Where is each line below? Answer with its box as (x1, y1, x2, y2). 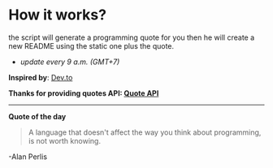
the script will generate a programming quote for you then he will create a (8, 32, 255, 42)
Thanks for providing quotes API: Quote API (8, 88, 159, 98)
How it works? (8, 6, 107, 24)
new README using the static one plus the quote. (8, 41, 175, 50)
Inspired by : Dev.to (8, 72, 73, 82)
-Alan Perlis (8, 152, 47, 162)
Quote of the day (8, 111, 67, 121)
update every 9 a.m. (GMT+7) (19, 57, 120, 67)
